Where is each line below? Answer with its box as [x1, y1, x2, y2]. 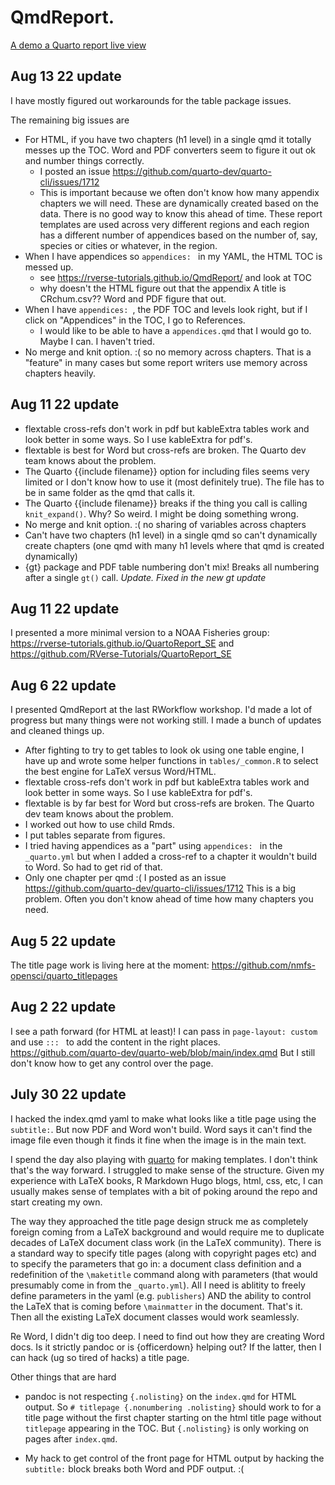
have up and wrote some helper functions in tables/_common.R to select [24, 755, 319, 767]
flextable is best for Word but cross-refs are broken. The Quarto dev [24, 444, 307, 456]
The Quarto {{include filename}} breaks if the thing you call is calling [24, 497, 308, 509]
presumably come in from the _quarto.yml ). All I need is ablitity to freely [10, 1279, 306, 1291]
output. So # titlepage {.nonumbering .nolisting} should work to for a [24, 1401, 322, 1413]
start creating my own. [10, 1196, 103, 1208]
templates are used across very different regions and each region [39, 218, 310, 230]
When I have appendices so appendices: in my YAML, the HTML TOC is [24, 250, 323, 262]
